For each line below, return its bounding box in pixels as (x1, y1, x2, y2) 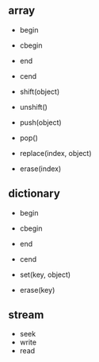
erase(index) (19, 164, 62, 173)
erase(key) (19, 285, 55, 294)
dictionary (8, 187, 61, 200)
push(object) (19, 117, 62, 127)
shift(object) (19, 87, 60, 96)
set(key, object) (19, 270, 71, 279)
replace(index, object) (19, 148, 92, 158)
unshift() (19, 102, 48, 111)
